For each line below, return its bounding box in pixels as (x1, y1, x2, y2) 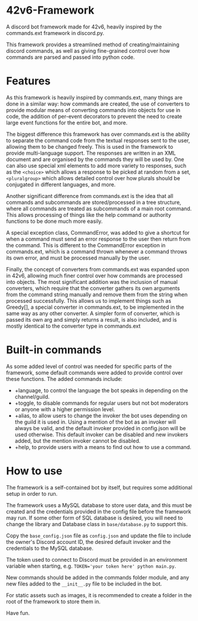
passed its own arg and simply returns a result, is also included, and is (6, 316, 177, 323)
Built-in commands (6, 343, 102, 357)
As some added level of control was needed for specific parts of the (6, 363, 172, 370)
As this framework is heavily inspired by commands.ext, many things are (6, 94, 183, 101)
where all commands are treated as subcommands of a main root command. (6, 205, 192, 212)
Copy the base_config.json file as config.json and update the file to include (6, 532, 191, 539)
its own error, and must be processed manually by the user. (6, 254, 151, 261)
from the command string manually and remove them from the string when (6, 291, 188, 298)
